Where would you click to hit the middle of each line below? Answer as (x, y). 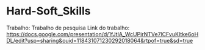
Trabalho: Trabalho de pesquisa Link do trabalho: (68, 28)
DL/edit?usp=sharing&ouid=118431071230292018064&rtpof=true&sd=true (100, 40)
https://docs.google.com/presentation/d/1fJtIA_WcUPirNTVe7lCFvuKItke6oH (103, 34)
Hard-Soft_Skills (49, 11)
